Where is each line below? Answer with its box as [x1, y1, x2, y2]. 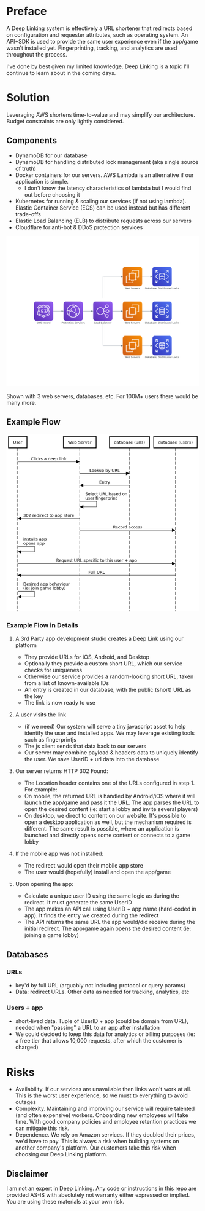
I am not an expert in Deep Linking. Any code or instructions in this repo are [6, 1185, 197, 1193]
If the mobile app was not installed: [15, 850, 104, 858]
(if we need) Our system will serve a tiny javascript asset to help [24, 723, 186, 731]
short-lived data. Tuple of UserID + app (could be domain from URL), [15, 1017, 188, 1025]
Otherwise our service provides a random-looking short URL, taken [24, 673, 194, 680]
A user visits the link [15, 711, 66, 718]
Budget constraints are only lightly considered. [6, 117, 124, 125]
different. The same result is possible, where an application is [24, 825, 179, 833]
